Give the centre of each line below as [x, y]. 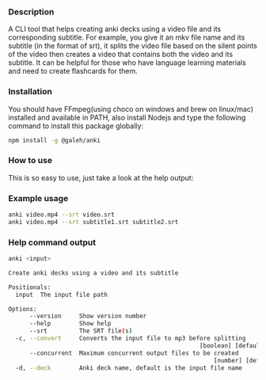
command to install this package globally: [76, 126]
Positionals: [30, 287]
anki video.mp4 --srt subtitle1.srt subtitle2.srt [93, 222]
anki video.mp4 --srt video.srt [61, 215]
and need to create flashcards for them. [73, 71]
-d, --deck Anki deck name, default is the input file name [129, 368]
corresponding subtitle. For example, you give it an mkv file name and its [127, 37]
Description [31, 12]
